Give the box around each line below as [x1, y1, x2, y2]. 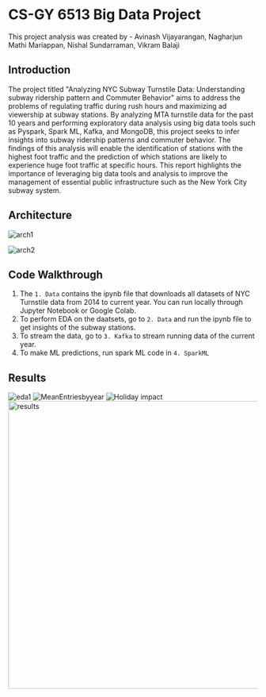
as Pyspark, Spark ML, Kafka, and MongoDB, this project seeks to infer [8, 126, 240, 136]
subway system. [8, 185, 62, 195]
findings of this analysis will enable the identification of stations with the [8, 143, 243, 152]
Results [8, 371, 47, 384]
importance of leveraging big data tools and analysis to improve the [8, 168, 228, 178]
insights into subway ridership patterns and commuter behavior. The [8, 135, 231, 144]
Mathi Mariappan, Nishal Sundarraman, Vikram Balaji [8, 40, 180, 49]
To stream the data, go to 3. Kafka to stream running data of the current [19, 331, 255, 341]
